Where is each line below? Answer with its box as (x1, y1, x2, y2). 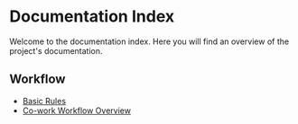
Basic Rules (22, 95, 66, 106)
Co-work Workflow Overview (22, 105, 131, 116)
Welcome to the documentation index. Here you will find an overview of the (9, 36, 290, 47)
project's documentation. (9, 45, 103, 56)
